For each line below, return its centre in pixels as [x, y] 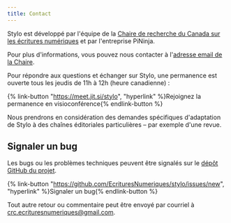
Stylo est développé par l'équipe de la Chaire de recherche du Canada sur [114, 33]
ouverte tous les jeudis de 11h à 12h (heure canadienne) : [89, 83]
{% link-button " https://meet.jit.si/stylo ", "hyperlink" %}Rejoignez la [104, 96]
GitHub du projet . [32, 171]
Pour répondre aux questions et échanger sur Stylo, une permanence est [112, 75]
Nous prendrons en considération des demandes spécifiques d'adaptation [114, 117]
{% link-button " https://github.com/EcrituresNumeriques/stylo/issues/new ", [116, 184]
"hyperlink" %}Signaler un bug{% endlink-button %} [83, 192]
